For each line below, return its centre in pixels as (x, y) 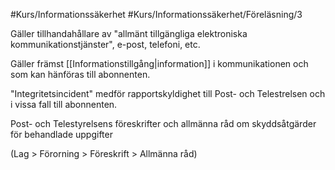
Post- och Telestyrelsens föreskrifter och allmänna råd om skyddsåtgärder (163, 123)
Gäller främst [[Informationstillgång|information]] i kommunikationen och (159, 63)
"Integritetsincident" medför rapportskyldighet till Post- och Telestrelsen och (168, 93)
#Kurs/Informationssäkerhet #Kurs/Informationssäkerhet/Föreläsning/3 (156, 14)
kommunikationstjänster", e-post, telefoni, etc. (105, 44)
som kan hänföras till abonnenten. (80, 74)
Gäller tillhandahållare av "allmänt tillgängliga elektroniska (129, 33)
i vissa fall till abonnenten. (64, 104)
